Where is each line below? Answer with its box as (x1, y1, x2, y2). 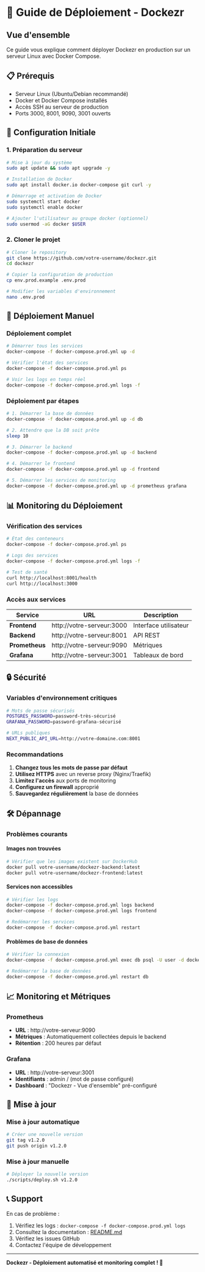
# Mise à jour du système (6, 159, 72, 165)
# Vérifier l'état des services (6, 360, 88, 366)
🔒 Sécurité (6, 672, 47, 683)
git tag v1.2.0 (6, 1137, 45, 1144)
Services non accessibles (6, 882, 73, 890)
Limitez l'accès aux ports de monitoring (15, 777, 117, 784)
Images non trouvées (6, 845, 61, 852)
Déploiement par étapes (6, 396, 79, 405)
